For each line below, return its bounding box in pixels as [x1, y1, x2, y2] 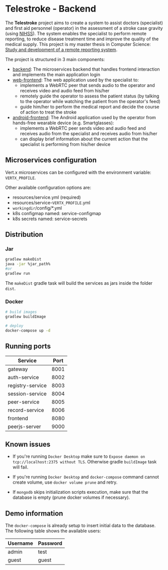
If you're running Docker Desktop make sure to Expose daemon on [12, 453, 145, 459]
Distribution [5, 230, 44, 239]
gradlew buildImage [5, 314, 46, 320]
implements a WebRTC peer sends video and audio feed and [20, 125, 146, 131]
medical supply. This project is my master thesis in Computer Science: [5, 41, 151, 47]
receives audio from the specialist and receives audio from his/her [20, 130, 157, 136]
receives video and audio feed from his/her [20, 87, 110, 93]
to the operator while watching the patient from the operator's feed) [20, 98, 161, 104]
